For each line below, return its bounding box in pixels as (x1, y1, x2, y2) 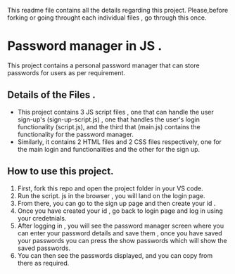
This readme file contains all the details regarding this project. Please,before (7, 6, 229, 14)
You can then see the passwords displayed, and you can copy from (17, 251, 213, 259)
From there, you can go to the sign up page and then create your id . (17, 199, 216, 207)
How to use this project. (7, 165, 114, 178)
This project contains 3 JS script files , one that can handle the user (17, 107, 215, 116)
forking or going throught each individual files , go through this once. (7, 13, 207, 22)
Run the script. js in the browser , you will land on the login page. (17, 191, 205, 200)
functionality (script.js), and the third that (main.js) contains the (17, 122, 201, 131)
